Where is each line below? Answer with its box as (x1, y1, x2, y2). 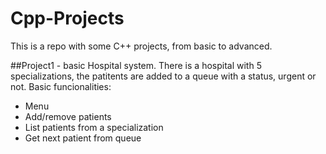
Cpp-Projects (10, 7, 125, 30)
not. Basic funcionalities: (10, 80, 112, 92)
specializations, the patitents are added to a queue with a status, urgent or (10, 70, 317, 82)
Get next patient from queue (24, 132, 142, 144)
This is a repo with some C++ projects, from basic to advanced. (10, 40, 273, 52)
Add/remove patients (24, 110, 112, 122)
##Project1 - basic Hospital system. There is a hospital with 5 (10, 59, 262, 71)
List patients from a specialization (24, 121, 164, 133)
